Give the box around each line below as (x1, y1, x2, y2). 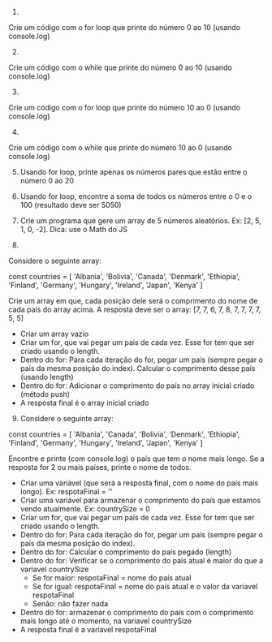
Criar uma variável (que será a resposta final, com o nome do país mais (19, 478, 259, 488)
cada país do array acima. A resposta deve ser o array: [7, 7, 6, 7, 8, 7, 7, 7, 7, (8, 304, 261, 314)
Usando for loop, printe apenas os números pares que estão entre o (19, 167, 248, 177)
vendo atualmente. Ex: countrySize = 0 (19, 504, 150, 514)
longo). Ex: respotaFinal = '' (19, 487, 113, 496)
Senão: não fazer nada (32, 599, 108, 608)
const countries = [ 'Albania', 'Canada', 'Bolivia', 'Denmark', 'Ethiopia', (8, 429, 240, 439)
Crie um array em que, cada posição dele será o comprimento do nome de (8, 296, 258, 305)
